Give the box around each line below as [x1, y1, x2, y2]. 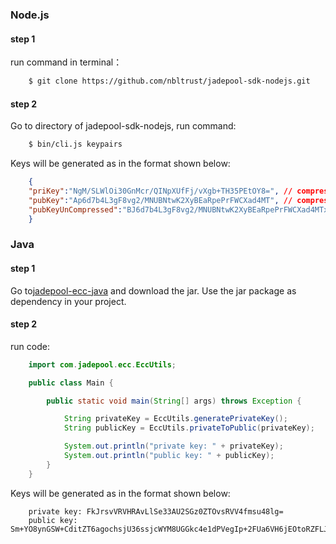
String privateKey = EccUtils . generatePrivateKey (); [63, 414, 288, 424]
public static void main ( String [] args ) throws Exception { [46, 396, 302, 406]
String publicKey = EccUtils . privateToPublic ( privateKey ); [63, 423, 315, 433]
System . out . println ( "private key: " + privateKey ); [63, 441, 284, 452]
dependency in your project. [10, 295, 127, 307]
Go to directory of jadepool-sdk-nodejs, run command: [10, 120, 237, 132]
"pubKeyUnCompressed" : [28, 204, 123, 215]
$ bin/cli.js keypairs [28, 139, 123, 150]
